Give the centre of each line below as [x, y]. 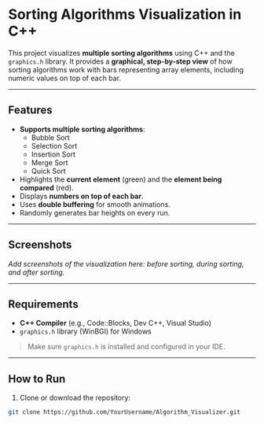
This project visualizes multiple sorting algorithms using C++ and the [122, 53]
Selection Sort [54, 146]
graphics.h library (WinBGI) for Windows [85, 331]
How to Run [37, 379]
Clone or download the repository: [75, 398]
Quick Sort [49, 171]
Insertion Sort [53, 154]
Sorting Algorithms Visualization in [125, 15]
